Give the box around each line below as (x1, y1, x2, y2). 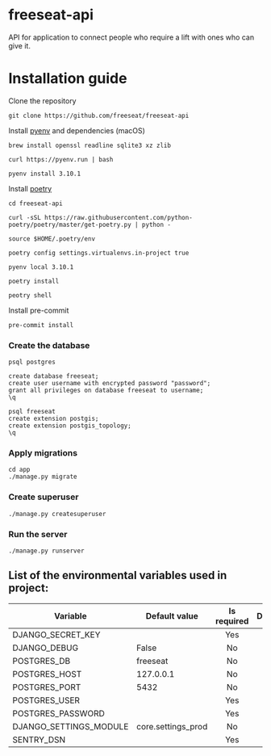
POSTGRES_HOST (12, 668, 82, 679)
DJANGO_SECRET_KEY (12, 628, 101, 640)
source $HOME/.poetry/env (8, 234, 95, 243)
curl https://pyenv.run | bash (8, 155, 114, 163)
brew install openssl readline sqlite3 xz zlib (8, 141, 172, 149)
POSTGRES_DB (12, 655, 71, 666)
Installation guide (8, 69, 127, 88)
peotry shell (8, 291, 52, 300)
